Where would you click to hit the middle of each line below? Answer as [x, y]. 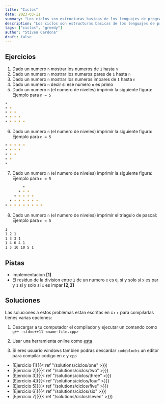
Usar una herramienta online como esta [52, 341]
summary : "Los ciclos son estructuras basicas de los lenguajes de [76, 19]
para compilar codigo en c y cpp [44, 355]
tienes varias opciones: [29, 318]
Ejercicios [20, 57]
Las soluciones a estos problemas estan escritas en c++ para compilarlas [80, 312]
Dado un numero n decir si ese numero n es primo [63, 84]
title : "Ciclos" [22, 10]
